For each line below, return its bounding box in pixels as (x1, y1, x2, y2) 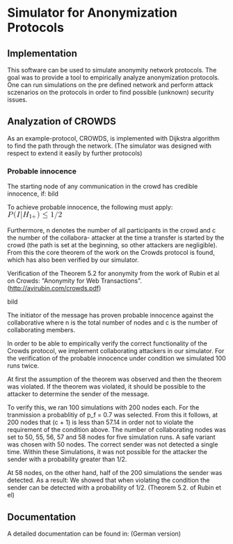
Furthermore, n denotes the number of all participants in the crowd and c (7, 226, 216, 235)
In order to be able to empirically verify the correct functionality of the (7, 339, 207, 348)
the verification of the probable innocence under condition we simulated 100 (7, 354, 226, 363)
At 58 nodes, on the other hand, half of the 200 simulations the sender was (7, 469, 223, 477)
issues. (7, 95, 28, 104)
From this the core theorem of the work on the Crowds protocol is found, (7, 249, 216, 257)
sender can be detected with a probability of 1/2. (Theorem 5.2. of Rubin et (7, 483, 221, 492)
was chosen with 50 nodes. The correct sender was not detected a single (7, 440, 218, 449)
